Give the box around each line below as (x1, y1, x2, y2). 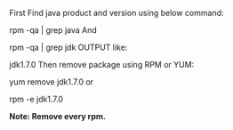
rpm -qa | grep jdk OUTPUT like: (9, 42, 128, 53)
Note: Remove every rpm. (9, 111, 107, 121)
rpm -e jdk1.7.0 (9, 93, 64, 104)
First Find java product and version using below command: (9, 8, 224, 18)
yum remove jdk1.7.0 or (9, 77, 94, 87)
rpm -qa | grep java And (9, 25, 98, 35)
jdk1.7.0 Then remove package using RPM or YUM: (9, 60, 195, 69)
